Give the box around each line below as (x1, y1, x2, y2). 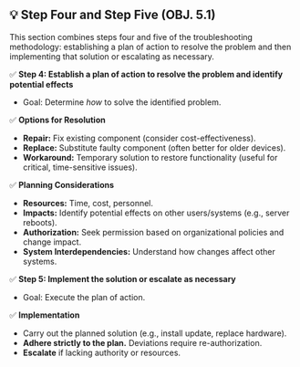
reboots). (22, 216, 57, 227)
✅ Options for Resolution (9, 114, 107, 125)
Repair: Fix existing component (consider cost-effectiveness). (22, 132, 257, 143)
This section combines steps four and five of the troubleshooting (9, 31, 253, 42)
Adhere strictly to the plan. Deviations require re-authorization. (22, 337, 263, 348)
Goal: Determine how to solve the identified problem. (22, 96, 222, 108)
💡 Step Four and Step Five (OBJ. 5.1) (9, 7, 216, 23)
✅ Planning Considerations (9, 179, 115, 190)
